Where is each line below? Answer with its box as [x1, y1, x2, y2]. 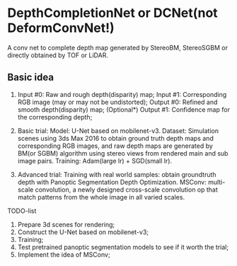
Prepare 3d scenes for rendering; [17, 220, 115, 229]
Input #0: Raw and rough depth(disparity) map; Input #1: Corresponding [17, 90, 227, 98]
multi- [207, 178, 226, 186]
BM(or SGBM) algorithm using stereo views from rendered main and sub [17, 149, 229, 157]
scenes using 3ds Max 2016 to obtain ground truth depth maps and [17, 134, 214, 142]
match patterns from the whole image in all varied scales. [17, 192, 185, 201]
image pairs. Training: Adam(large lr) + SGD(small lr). [17, 156, 172, 165]
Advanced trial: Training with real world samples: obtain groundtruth [17, 170, 217, 178]
